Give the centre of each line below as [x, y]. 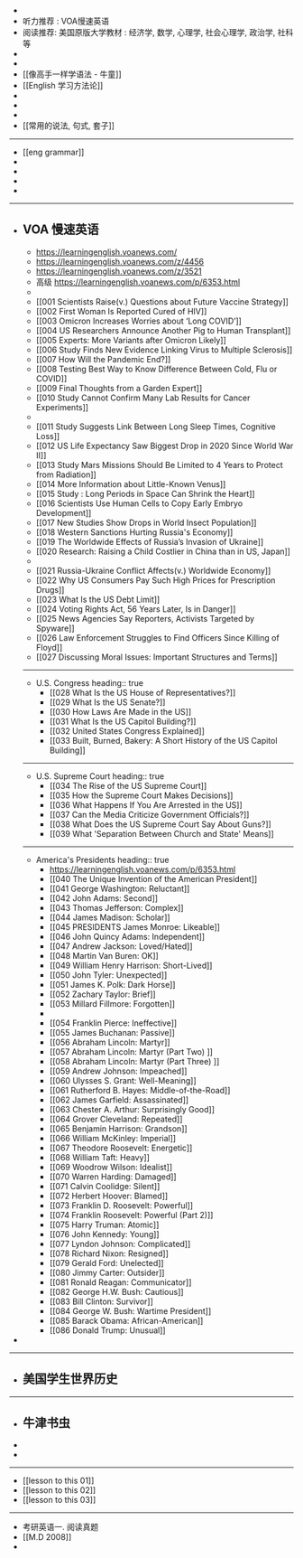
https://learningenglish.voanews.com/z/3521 [119, 271]
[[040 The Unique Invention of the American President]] [153, 878]
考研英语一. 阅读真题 [60, 1527]
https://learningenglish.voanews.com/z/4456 [120, 261]
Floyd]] [49, 647]
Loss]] [48, 436]
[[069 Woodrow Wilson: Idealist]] [111, 1167]
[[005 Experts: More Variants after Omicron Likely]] [131, 340]
